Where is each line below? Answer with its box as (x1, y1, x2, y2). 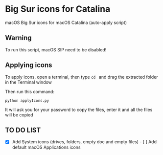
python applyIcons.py (5, 98, 49, 103)
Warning (5, 34, 32, 42)
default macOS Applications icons (12, 144, 81, 150)
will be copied (5, 111, 33, 118)
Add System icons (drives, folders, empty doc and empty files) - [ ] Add (12, 139, 157, 145)
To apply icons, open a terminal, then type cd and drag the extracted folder (5, 74, 158, 80)
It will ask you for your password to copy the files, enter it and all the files (5, 107, 153, 112)
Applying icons (5, 61, 52, 69)
